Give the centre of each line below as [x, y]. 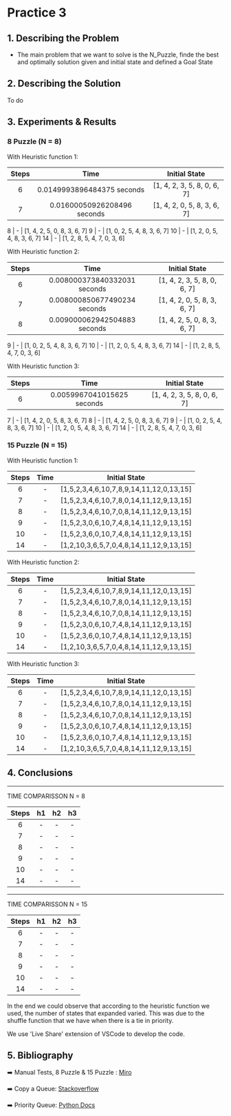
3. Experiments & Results [62, 122]
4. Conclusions [40, 773]
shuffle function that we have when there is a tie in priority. [90, 1020]
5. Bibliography [40, 1055]
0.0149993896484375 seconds [91, 190]
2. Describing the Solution [64, 84]
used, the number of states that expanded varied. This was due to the [106, 1013]
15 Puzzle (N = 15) [37, 445]
